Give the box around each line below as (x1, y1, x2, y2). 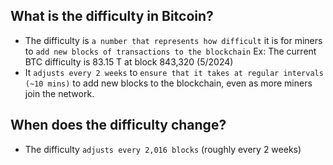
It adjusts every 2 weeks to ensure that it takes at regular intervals (24, 66, 324, 78)
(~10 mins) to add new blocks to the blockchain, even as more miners (24, 77, 313, 89)
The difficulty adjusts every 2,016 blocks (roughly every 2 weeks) (24, 143, 302, 155)
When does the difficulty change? (10, 117, 227, 134)
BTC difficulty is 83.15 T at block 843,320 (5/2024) (24, 55, 234, 68)
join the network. (24, 87, 95, 99)
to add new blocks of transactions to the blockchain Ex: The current (24, 45, 317, 57)
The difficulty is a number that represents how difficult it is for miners (24, 34, 323, 46)
